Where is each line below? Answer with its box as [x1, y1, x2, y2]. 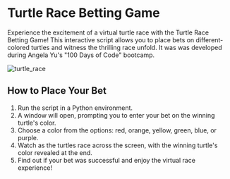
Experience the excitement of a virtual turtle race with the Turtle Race [7, 28, 210, 37]
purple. [17, 133, 39, 142]
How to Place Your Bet [7, 85, 107, 97]
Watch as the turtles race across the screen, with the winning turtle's [17, 141, 218, 149]
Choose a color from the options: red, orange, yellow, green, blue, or [17, 125, 217, 135]
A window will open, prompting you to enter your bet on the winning [17, 111, 215, 119]
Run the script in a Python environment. [17, 104, 133, 112]
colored [7, 43, 30, 51]
